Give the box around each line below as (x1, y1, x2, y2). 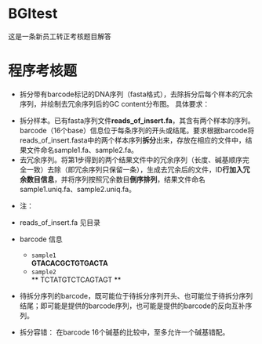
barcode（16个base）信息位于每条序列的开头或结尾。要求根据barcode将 (19, 125, 255, 135)
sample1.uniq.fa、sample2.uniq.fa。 (19, 184, 136, 194)
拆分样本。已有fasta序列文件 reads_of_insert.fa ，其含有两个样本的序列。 (19, 115, 255, 125)
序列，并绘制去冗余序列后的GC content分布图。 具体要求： (19, 99, 210, 108)
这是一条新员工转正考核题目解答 (8, 31, 111, 41)
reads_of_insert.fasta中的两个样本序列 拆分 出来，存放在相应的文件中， (19, 135, 246, 145)
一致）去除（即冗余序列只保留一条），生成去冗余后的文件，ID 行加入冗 (26, 165, 250, 174)
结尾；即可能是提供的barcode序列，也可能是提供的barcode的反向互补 (19, 301, 246, 310)
